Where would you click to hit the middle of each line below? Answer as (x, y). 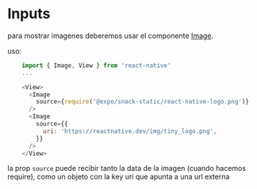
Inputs (29, 14)
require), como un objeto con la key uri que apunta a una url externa (119, 177)
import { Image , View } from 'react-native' (96, 65)
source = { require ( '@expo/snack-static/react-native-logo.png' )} (142, 102)
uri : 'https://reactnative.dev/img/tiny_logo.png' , (130, 131)
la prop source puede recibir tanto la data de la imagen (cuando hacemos (127, 168)
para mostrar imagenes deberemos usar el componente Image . (111, 36)
